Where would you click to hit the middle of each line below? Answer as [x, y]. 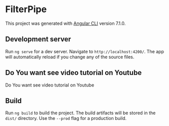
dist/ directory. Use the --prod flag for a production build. [66, 118]
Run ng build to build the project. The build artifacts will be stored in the [80, 113]
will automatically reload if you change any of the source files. [70, 57]
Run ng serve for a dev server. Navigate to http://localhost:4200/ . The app [85, 51]
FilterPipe [26, 9]
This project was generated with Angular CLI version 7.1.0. [66, 23]
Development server [38, 39]
